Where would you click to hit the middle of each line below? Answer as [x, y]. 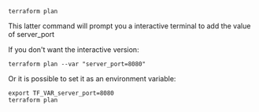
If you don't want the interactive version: [74, 50]
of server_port [31, 34]
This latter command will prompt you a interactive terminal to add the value [129, 26]
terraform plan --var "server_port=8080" [77, 64]
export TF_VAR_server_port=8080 [61, 93]
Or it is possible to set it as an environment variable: [92, 78]
